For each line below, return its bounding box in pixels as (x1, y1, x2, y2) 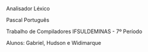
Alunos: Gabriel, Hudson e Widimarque (6, 40, 102, 46)
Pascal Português (6, 17, 49, 23)
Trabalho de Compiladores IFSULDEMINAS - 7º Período (6, 28, 143, 35)
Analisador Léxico (6, 5, 51, 12)
